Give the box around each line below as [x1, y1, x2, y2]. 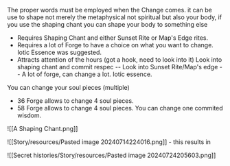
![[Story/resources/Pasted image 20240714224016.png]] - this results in [7, 138, 211, 146]
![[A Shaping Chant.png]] [7, 125, 78, 132]
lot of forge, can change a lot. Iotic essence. [27, 70, 152, 78]
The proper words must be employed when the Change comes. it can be [7, 6, 213, 14]
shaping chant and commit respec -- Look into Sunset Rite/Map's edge [16, 63, 218, 71]
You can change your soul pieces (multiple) [7, 84, 130, 91]
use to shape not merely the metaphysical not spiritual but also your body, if [7, 13, 222, 21]
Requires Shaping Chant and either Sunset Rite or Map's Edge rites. [16, 34, 209, 42]
